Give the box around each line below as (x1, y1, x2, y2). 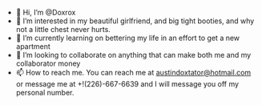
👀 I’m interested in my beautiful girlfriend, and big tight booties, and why (15, 16, 255, 26)
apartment (15, 42, 50, 51)
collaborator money (15, 59, 81, 68)
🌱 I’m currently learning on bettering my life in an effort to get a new (15, 33, 240, 42)
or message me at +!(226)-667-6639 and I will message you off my (15, 79, 239, 88)
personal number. (15, 88, 75, 97)
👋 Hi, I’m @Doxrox (15, 8, 76, 17)
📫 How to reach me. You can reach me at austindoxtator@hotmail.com (15, 68, 252, 77)
